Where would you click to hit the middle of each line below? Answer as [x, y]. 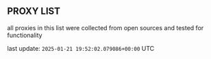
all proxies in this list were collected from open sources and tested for [105, 27]
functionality [25, 35]
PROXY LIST [34, 11]
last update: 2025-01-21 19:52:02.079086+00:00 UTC [81, 48]
